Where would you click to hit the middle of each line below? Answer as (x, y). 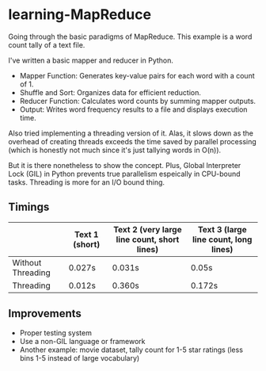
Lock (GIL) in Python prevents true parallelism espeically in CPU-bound (124, 174)
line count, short (148, 239)
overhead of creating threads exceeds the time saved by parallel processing (133, 141)
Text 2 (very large (148, 229)
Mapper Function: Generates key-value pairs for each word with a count (137, 75)
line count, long (222, 239)
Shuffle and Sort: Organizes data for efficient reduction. (110, 92)
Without (27, 262)
